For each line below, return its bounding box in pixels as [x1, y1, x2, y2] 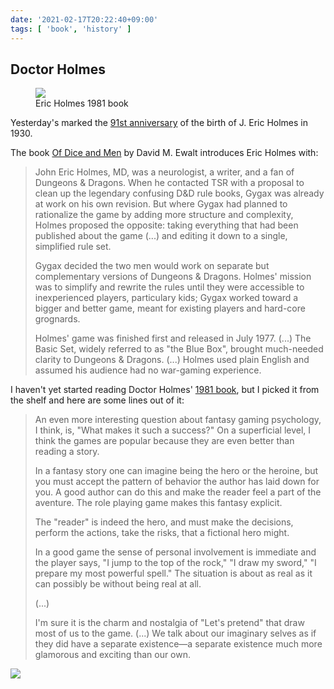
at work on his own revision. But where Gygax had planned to [34, 198, 288, 210]
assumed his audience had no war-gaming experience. [34, 364, 262, 376]
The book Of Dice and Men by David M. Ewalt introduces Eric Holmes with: [10, 147, 319, 159]
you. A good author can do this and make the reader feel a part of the [34, 486, 322, 498]
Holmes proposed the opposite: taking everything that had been [34, 219, 299, 231]
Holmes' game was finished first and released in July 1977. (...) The [34, 332, 312, 345]
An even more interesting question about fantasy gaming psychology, [34, 414, 322, 426]
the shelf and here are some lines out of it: [10, 394, 185, 406]
